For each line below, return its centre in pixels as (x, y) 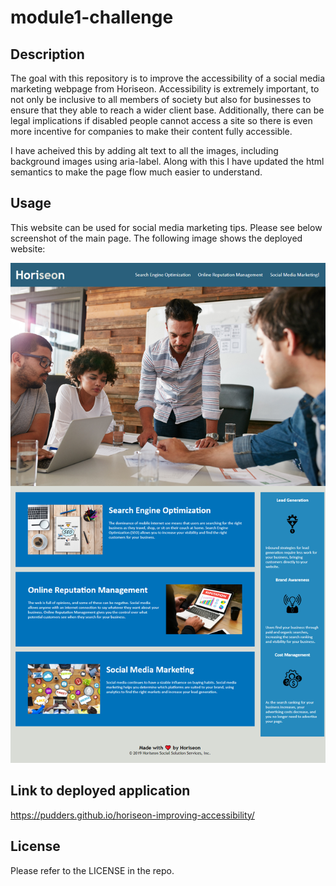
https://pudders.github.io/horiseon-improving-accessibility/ (132, 815)
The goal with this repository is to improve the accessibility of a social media (168, 78)
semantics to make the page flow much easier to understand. (136, 172)
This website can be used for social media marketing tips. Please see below (166, 227)
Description (47, 54)
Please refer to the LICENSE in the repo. (92, 870)
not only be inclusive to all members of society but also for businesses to (161, 99)
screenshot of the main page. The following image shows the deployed (156, 238)
